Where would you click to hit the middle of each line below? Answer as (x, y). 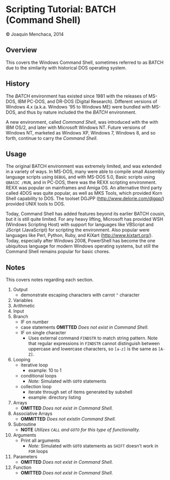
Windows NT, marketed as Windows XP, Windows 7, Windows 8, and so (81, 132)
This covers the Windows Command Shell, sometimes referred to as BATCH (85, 62)
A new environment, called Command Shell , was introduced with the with (82, 122)
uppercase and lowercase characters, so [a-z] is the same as (93, 349)
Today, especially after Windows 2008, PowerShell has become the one (81, 241)
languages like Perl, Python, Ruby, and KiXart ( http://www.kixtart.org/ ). (79, 235)
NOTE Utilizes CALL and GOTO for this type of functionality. (80, 430)
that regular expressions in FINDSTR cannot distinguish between (94, 344)
